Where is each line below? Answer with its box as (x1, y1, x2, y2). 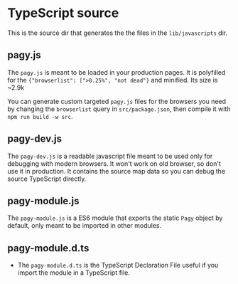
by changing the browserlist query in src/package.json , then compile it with (7, 105, 231, 113)
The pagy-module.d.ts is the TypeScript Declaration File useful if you (17, 261, 219, 270)
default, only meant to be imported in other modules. (7, 221, 162, 230)
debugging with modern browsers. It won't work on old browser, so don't (7, 159, 222, 168)
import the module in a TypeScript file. (17, 268, 130, 277)
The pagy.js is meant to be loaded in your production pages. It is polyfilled (7, 68, 226, 76)
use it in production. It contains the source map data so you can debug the (7, 167, 226, 175)
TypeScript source (7, 5, 119, 21)
